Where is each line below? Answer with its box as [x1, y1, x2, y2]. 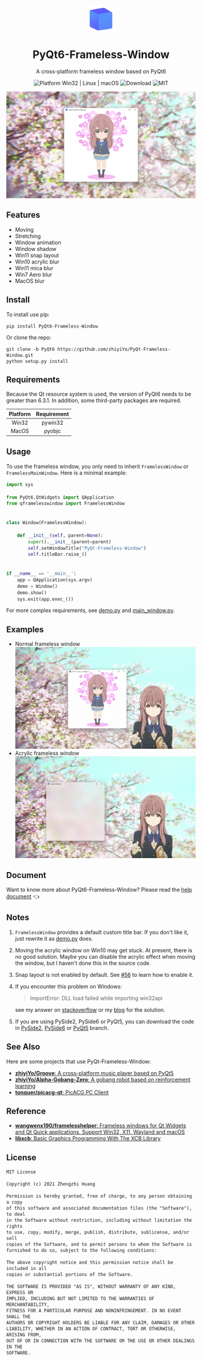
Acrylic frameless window [14, 750, 79, 757]
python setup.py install [6, 358, 69, 364]
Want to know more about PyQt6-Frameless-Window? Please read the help [6, 886, 192, 894]
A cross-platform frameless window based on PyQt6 [35, 68, 167, 75]
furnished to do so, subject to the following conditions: [6, 1248, 158, 1254]
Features [6, 210, 40, 220]
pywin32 [41, 419, 64, 426]
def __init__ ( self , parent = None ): [17, 532, 103, 538]
